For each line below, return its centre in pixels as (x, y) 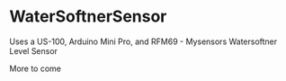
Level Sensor (34, 50)
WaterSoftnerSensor (88, 17)
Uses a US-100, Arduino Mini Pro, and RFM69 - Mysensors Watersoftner (143, 41)
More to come (35, 68)
